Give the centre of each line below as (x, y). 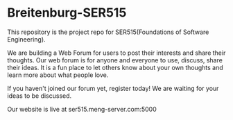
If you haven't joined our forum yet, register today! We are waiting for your (113, 88)
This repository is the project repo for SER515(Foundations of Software (108, 32)
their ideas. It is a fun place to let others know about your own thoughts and (115, 67)
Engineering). (27, 39)
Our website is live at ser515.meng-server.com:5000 (82, 109)
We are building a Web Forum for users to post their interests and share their (116, 53)
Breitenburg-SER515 (67, 13)
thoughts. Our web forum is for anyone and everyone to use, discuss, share (115, 60)
